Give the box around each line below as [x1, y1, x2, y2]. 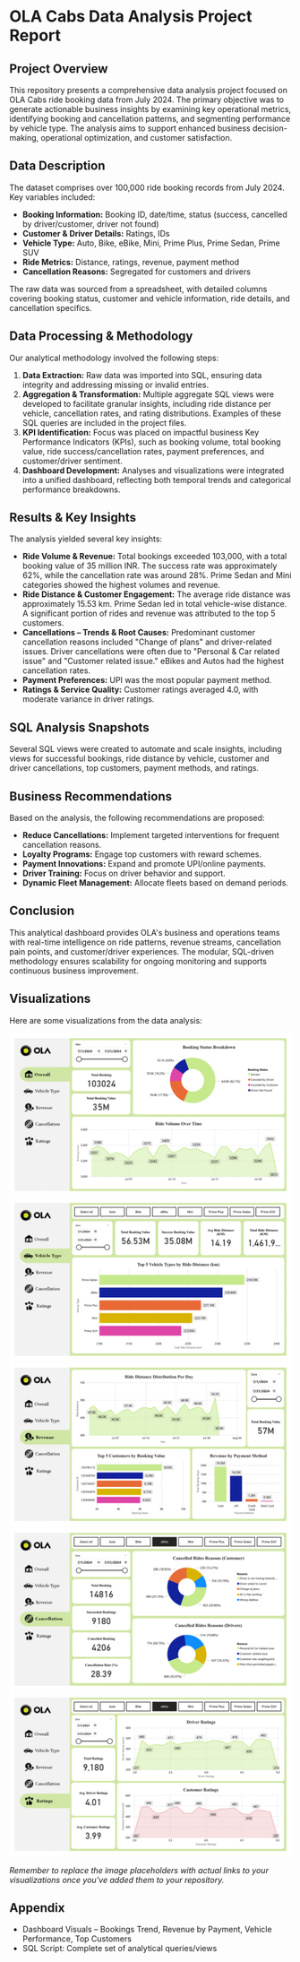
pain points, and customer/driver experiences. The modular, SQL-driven [9, 946, 275, 956]
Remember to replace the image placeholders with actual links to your [9, 1864, 269, 1875]
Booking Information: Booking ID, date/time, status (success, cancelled [21, 209, 288, 220]
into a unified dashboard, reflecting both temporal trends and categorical [21, 474, 291, 485]
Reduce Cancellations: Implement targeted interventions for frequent [21, 830, 279, 841]
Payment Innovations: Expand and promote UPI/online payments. [21, 859, 267, 869]
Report [9, 25, 61, 46]
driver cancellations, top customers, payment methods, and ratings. [9, 763, 260, 774]
